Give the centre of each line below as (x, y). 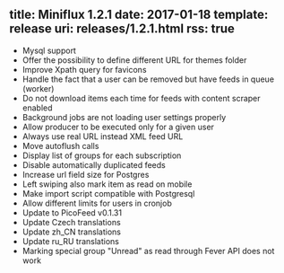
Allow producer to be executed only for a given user (118, 127)
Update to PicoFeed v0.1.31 (72, 212)
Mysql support (49, 50)
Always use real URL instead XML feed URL (103, 136)
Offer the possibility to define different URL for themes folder (134, 60)
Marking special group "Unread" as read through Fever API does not (148, 251)
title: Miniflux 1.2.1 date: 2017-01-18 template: (139, 15)
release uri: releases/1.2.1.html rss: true (122, 29)
